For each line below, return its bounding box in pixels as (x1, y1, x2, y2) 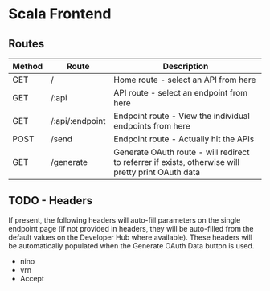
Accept (19, 273, 44, 283)
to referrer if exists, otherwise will (113, 157, 239, 167)
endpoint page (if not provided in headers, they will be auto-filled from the (8, 223, 254, 233)
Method (12, 61, 43, 72)
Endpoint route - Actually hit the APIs (113, 133, 255, 145)
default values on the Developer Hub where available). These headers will (8, 232, 253, 242)
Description (162, 61, 209, 72)
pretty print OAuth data (113, 166, 201, 178)
